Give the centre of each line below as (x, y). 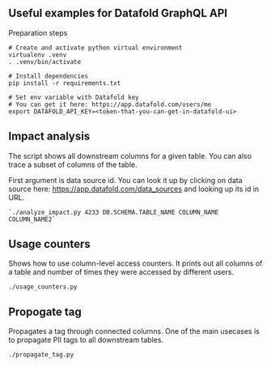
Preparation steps (38, 32)
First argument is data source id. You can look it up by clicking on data (125, 180)
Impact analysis (49, 137)
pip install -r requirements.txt (65, 83)
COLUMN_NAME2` (32, 219)
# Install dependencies (49, 76)
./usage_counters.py (43, 287)
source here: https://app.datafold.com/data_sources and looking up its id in (134, 189)
